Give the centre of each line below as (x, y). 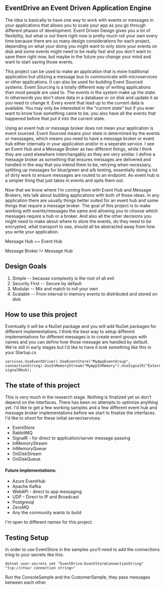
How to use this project (41, 315)
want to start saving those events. (39, 62)
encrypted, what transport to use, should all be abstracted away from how (80, 227)
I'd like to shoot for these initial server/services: (53, 418)
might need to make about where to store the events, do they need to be (78, 221)
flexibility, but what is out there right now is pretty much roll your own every (82, 35)
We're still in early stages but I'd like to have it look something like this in (78, 347)
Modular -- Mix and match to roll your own (55, 289)
